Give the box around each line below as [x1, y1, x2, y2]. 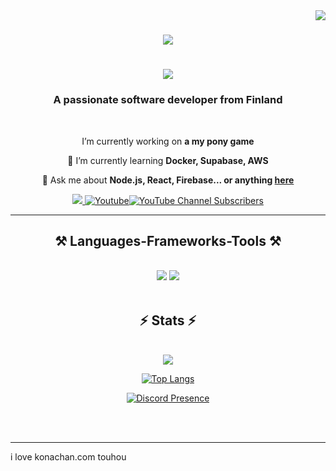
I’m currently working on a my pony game [81, 135, 255, 147]
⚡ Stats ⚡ [139, 312, 197, 329]
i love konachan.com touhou [10, 451, 127, 463]
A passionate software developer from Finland [53, 93, 283, 107]
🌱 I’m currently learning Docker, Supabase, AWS [67, 154, 269, 166]
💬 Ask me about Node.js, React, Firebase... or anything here [41, 174, 295, 186]
